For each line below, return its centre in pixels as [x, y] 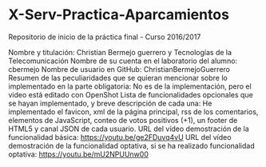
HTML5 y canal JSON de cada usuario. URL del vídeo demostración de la [129, 129]
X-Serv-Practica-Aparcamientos [119, 15]
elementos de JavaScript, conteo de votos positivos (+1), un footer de [123, 120]
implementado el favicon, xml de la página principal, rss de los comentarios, [133, 111]
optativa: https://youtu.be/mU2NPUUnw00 [79, 154]
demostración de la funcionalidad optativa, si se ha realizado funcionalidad [131, 145]
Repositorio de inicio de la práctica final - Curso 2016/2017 [105, 37]
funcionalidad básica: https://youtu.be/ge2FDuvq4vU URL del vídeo [120, 137]
